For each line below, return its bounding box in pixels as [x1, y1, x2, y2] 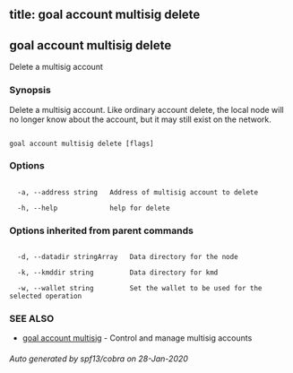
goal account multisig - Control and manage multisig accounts [22, 333, 253, 343]
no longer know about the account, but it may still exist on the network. [9, 114, 271, 125]
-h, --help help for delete [17, 204, 170, 213]
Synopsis [9, 84, 51, 97]
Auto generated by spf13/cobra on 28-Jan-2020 [9, 353, 188, 364]
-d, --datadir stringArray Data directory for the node [17, 253, 239, 262]
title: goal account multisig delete [9, 7, 201, 22]
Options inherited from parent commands [9, 224, 194, 237]
